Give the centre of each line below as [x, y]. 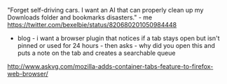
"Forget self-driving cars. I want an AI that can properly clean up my [105, 10]
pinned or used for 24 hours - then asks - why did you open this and [116, 45]
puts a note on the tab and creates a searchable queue [96, 53]
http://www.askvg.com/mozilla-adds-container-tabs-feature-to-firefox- [110, 66]
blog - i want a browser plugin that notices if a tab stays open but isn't [118, 38]
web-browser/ [28, 74]
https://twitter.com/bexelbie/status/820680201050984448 [92, 25]
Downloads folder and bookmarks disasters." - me [80, 17]
